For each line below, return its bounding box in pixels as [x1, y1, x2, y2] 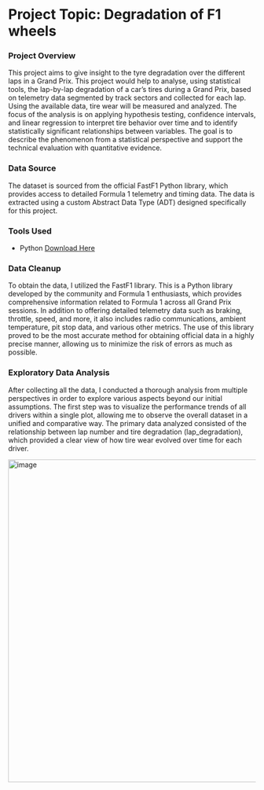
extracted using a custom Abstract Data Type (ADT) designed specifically [8, 197, 247, 207]
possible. [8, 347, 38, 357]
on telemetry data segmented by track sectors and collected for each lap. [8, 93, 247, 103]
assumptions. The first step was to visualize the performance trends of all [8, 402, 247, 411]
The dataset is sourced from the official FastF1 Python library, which [8, 181, 229, 190]
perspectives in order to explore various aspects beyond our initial [8, 393, 222, 402]
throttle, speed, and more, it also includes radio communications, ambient [8, 314, 246, 324]
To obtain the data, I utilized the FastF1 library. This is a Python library [8, 281, 233, 290]
